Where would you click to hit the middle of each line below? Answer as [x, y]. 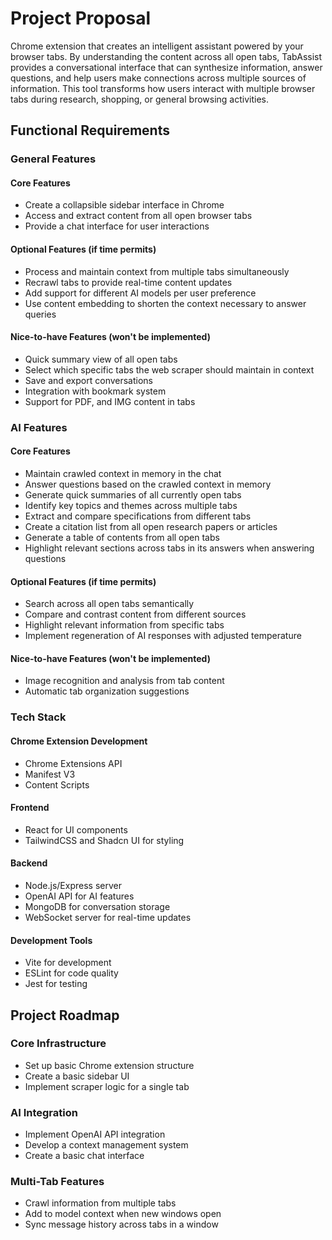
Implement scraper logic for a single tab [107, 1086]
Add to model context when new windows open [123, 1214]
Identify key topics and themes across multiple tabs [131, 505]
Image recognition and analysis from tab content [124, 681]
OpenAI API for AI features [79, 896]
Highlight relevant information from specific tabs [124, 625]
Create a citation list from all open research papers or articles [151, 526]
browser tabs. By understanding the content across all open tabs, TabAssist [166, 56]
